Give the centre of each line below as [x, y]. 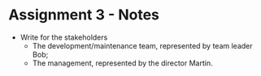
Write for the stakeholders [64, 37]
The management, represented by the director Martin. [122, 63]
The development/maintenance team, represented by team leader [143, 45]
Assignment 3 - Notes [84, 15]
